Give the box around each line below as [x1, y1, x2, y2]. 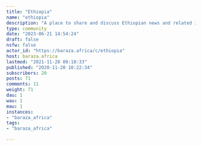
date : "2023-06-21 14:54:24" [6, 31, 79, 37]
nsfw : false [6, 42, 36, 48]
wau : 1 [6, 98, 23, 104]
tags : [6, 120, 20, 126]
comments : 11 [6, 81, 39, 87]
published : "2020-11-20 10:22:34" [6, 64, 93, 71]
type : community [6, 25, 47, 32]
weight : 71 [6, 87, 34, 93]
